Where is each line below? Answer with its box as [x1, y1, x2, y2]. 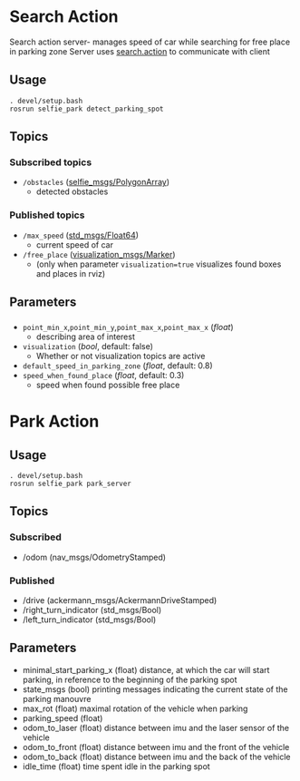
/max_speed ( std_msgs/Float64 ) [22, 229, 139, 240]
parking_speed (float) [22, 712, 103, 723]
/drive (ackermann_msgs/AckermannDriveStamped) [22, 595, 218, 606]
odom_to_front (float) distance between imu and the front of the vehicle [22, 741, 290, 752]
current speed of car [35, 239, 113, 250]
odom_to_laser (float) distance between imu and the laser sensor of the [22, 722, 290, 733]
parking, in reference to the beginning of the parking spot [22, 674, 237, 685]
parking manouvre [22, 693, 92, 704]
